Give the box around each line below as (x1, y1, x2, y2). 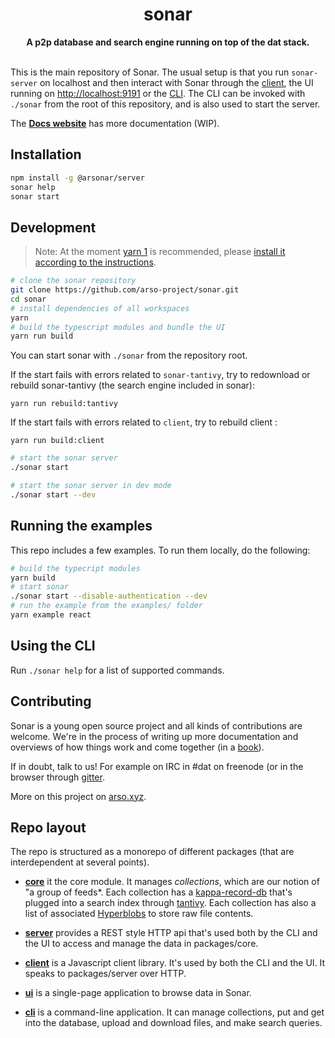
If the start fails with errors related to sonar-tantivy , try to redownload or (10, 369, 311, 381)
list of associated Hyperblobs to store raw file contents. (24, 908, 254, 920)
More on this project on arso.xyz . (10, 790, 147, 802)
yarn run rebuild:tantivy (10, 399, 118, 409)
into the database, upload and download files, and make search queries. (24, 1017, 323, 1029)
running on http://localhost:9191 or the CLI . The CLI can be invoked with (10, 87, 306, 99)
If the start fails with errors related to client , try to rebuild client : (10, 416, 278, 428)
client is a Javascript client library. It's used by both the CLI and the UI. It (24, 957, 326, 969)
